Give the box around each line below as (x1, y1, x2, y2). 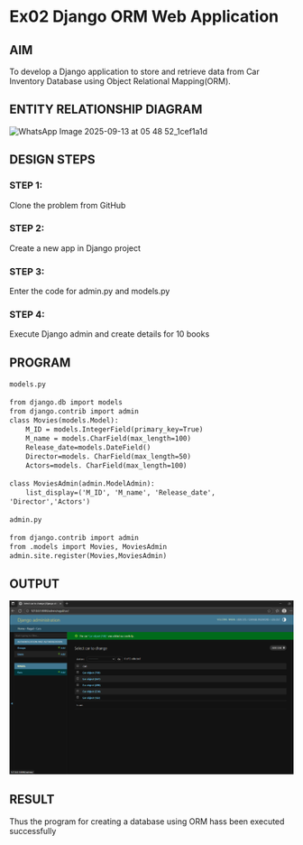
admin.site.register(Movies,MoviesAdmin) (9, 552, 168, 561)
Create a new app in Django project (9, 242, 142, 254)
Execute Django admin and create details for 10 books (9, 329, 210, 339)
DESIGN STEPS (9, 152, 96, 168)
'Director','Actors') (9, 497, 91, 506)
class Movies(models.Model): (9, 416, 119, 425)
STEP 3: (9, 265, 45, 277)
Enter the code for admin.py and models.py (9, 286, 170, 297)
